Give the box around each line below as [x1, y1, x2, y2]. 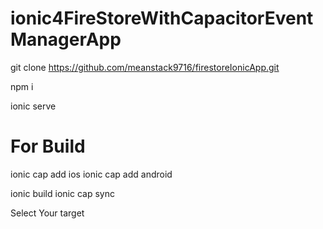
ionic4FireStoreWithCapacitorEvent [10, 7, 314, 30]
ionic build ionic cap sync [10, 187, 115, 199]
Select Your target [10, 207, 85, 219]
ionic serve [10, 100, 57, 112]
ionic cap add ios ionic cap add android [10, 168, 173, 180]
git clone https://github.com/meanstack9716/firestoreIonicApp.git [10, 61, 280, 73]
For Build [10, 135, 86, 158]
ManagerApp [10, 28, 122, 51]
